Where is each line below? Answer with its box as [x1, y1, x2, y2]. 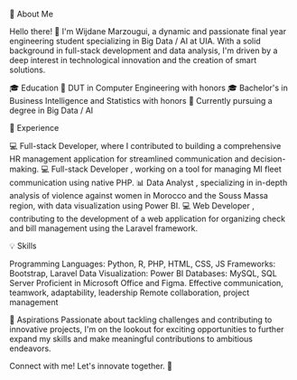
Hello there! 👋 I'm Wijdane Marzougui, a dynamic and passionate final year [9, 26, 287, 36]
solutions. [9, 64, 46, 75]
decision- [250, 153, 286, 164]
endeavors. [9, 343, 51, 354]
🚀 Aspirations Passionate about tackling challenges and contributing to [9, 314, 273, 325]
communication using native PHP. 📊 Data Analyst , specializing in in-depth [9, 177, 288, 188]
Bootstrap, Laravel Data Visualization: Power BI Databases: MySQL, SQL [9, 268, 277, 279]
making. [9, 163, 40, 174]
